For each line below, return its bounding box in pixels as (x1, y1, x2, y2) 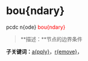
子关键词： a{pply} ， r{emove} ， (6, 48, 83, 55)
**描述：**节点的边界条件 (20, 35, 83, 42)
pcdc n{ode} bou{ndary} (6, 23, 66, 30)
